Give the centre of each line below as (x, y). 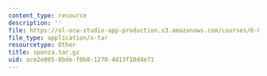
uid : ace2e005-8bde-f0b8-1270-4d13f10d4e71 (81, 60)
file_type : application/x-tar (58, 38)
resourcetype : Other (43, 45)
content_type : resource (48, 15)
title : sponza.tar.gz (44, 52)
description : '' (35, 23)
